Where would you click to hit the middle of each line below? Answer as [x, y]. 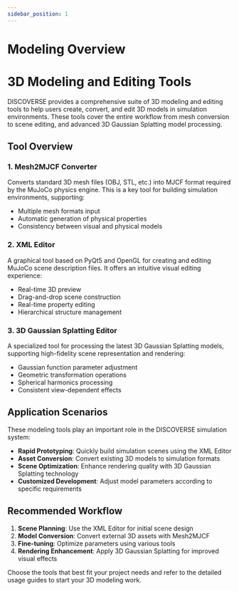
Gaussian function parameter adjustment [78, 367]
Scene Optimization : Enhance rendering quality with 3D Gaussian [114, 466]
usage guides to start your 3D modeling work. [75, 580]
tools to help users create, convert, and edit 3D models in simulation [107, 109]
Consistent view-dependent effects [70, 390]
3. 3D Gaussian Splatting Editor [62, 330]
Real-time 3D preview [49, 289]
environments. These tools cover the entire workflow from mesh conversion [118, 116]
